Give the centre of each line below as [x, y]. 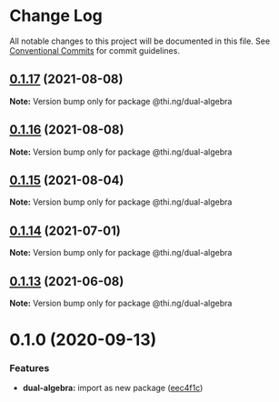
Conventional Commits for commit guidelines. [95, 50]
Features [30, 368]
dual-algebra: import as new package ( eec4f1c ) [113, 388]
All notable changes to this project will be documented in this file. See [140, 41]
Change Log [56, 16]
